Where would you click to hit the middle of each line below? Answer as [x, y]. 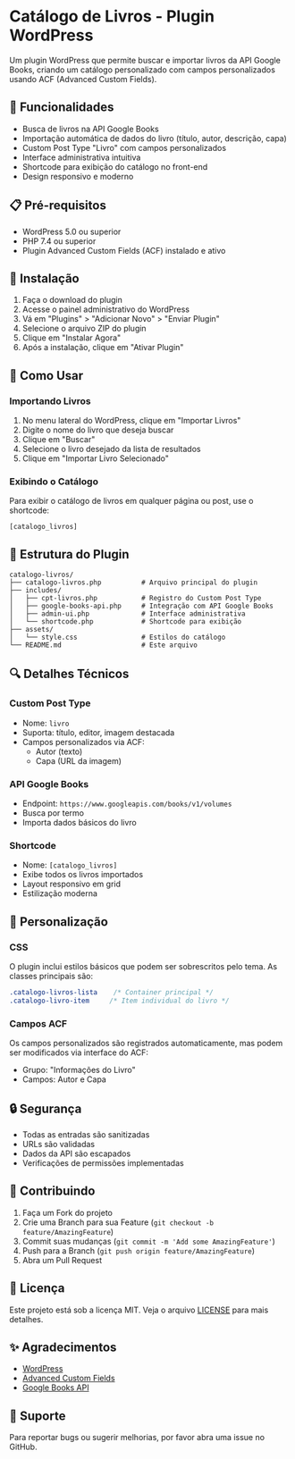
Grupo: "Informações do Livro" [79, 1070]
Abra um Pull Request [62, 1260]
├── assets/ [31, 630]
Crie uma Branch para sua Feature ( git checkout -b [118, 1222]
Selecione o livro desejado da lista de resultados [111, 449]
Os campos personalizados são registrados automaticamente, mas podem [146, 1044]
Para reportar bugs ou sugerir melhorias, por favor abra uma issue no [137, 1438]
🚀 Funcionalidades [62, 108]
